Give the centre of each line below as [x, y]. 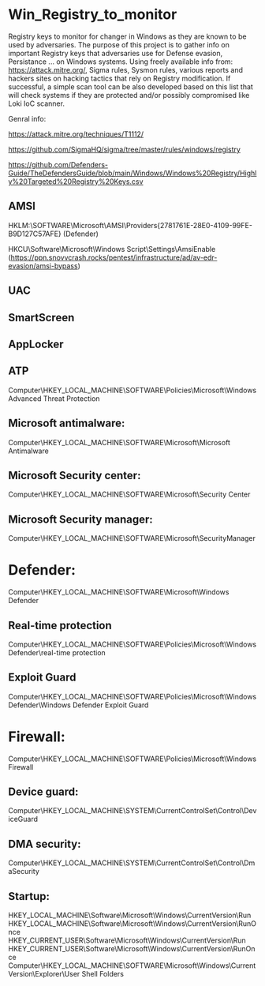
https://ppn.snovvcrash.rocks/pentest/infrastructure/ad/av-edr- [114, 257]
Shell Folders [103, 974]
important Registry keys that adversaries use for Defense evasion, [116, 53]
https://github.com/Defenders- [58, 164]
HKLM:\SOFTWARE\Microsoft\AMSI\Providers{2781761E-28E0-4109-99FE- [130, 225]
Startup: [29, 896]
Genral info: [27, 118]
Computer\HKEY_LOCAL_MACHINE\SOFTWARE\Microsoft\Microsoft [119, 442]
